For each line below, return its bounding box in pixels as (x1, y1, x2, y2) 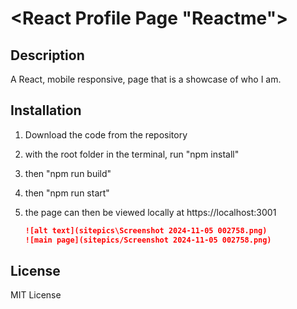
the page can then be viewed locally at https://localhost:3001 (24, 206, 277, 218)
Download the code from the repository (24, 128, 188, 141)
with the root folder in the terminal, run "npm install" (24, 148, 240, 160)
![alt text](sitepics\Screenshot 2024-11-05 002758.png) (24, 225, 268, 236)
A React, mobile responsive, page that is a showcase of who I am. (10, 73, 282, 85)
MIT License (10, 289, 62, 301)
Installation (10, 102, 82, 119)
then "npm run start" (24, 187, 110, 199)
